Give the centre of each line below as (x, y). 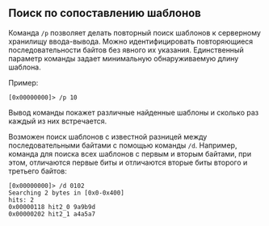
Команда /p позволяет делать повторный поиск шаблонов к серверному (134, 32)
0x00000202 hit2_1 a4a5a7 (52, 214)
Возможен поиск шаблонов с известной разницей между (108, 136)
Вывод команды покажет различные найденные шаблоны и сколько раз (134, 112)
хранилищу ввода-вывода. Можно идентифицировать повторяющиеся (131, 41)
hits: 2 (21, 200)
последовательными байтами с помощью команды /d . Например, (123, 145)
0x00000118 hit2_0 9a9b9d (52, 207)
